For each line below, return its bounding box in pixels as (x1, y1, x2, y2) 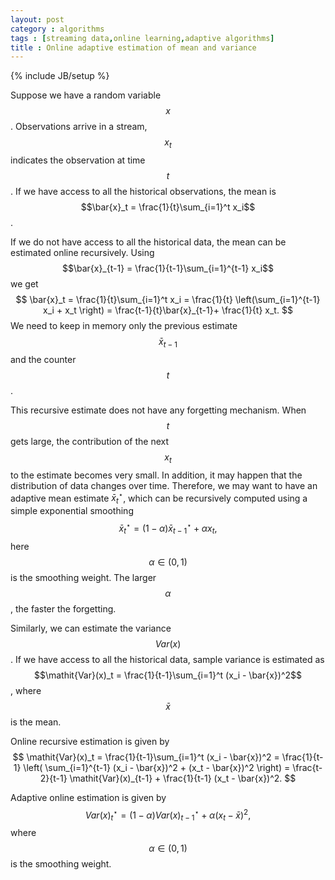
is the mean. (10, 716, 62, 728)
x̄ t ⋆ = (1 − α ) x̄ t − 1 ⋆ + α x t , (118, 521, 218, 536)
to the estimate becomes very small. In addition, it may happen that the (10, 469, 303, 481)
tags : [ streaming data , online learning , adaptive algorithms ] (10, 33, 275, 43)
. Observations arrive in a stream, (10, 121, 148, 133)
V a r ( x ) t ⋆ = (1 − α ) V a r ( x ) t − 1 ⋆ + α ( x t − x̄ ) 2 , (84, 807, 252, 823)
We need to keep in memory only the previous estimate (10, 320, 238, 332)
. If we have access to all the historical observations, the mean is (10, 186, 277, 198)
